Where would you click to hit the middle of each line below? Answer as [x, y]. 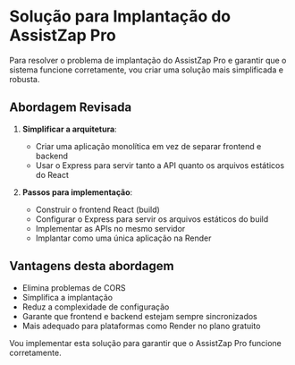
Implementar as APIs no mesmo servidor [110, 228]
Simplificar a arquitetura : [70, 129]
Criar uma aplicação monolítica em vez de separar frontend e [148, 146]
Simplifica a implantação [67, 297]
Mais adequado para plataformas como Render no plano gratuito [141, 326]
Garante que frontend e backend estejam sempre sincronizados [139, 316]
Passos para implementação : [77, 192]
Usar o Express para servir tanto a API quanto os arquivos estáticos [160, 165]
